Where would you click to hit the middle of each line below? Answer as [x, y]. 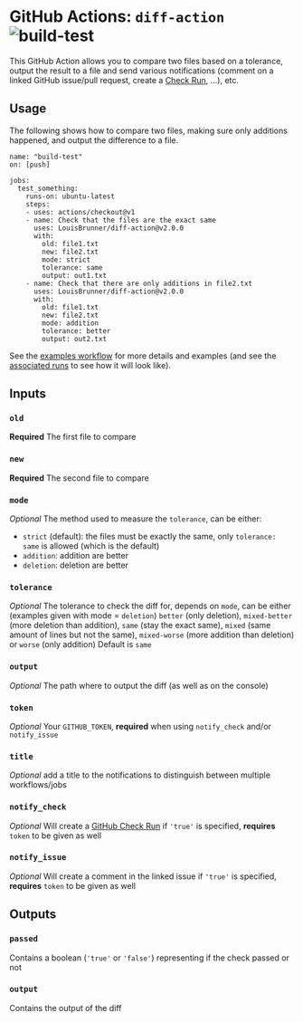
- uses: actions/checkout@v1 [80, 212]
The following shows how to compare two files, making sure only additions [148, 130]
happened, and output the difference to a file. [94, 140]
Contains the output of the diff [66, 1008]
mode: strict [66, 260]
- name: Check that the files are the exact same [121, 220]
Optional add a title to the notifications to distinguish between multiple [140, 775]
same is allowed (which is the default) [91, 546]
